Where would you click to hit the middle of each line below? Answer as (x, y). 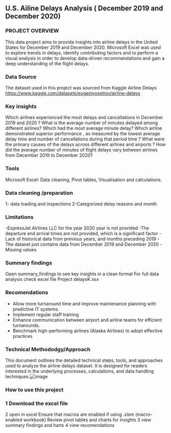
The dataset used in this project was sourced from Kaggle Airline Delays (81, 88)
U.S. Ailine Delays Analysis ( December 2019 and (84, 8)
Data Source (21, 77)
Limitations (20, 217)
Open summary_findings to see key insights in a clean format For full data (82, 274)
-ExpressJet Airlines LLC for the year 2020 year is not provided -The (77, 228)
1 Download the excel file (37, 403)
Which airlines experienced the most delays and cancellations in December (84, 118)
